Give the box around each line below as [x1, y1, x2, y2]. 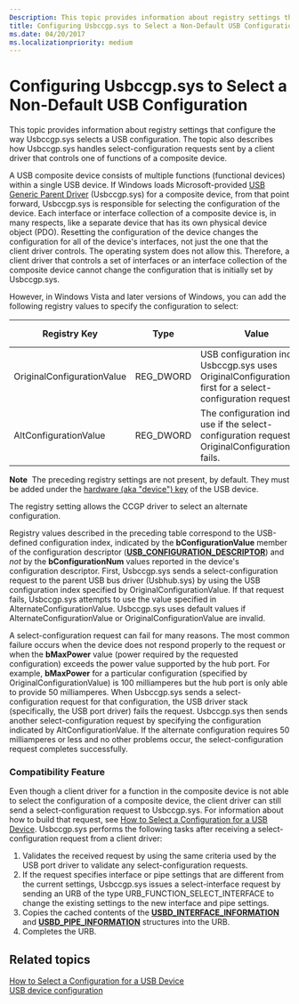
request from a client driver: [60, 833, 163, 844]
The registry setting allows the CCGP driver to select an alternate [9, 501, 248, 512]
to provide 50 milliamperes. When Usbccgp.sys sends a [9, 687, 214, 698]
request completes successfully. [9, 744, 129, 755]
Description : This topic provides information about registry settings [9, 12, 280, 22]
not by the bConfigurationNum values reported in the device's [9, 556, 240, 567]
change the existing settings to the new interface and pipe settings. [21, 898, 270, 909]
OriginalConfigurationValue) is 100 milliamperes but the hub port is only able [9, 677, 288, 688]
